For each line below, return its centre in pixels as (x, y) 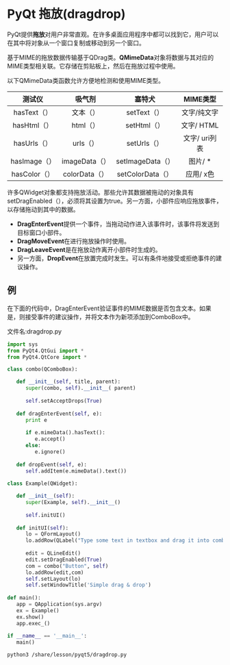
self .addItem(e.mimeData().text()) (76, 471)
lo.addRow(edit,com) (54, 573)
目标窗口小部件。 (41, 232)
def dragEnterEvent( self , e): (59, 414)
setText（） (145, 112)
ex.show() (30, 617)
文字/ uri (196, 138)
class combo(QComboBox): (42, 369)
